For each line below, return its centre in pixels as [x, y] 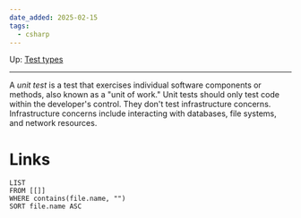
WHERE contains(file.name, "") [68, 199]
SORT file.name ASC [46, 206]
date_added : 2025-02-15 [54, 17]
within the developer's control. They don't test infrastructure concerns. [140, 105]
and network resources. [53, 123]
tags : [19, 26]
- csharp [34, 34]
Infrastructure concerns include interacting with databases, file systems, [143, 113]
